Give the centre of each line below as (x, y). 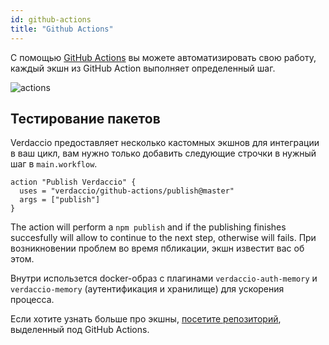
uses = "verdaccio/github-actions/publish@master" (127, 191)
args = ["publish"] (60, 200)
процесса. (32, 300)
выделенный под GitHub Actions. (80, 330)
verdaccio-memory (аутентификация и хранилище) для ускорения (147, 289)
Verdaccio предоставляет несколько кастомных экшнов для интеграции (165, 143)
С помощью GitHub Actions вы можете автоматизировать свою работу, (163, 57)
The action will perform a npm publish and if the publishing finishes (148, 227)
